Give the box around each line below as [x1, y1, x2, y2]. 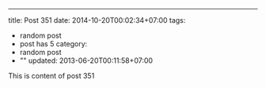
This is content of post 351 [8, 71, 95, 80]
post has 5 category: [19, 39, 88, 48]
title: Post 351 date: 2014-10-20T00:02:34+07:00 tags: [8, 16, 186, 24]
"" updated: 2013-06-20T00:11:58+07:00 [19, 56, 153, 65]
